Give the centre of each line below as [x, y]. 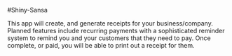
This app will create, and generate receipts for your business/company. [110, 23]
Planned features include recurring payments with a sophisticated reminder [116, 31]
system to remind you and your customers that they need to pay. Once [109, 38]
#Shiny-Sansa [27, 10]
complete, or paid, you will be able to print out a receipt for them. [101, 45]
